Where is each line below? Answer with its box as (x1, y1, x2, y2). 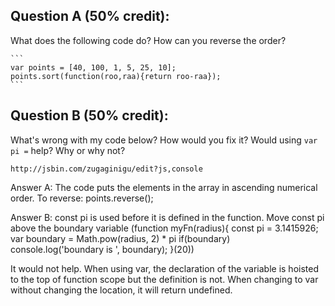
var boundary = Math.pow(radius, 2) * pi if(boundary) (10, 232, 231, 244)
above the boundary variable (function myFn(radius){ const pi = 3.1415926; (10, 222, 319, 234)
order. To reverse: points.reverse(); (10, 192, 154, 204)
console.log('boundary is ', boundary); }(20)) (10, 243, 195, 255)
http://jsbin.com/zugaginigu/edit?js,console (10, 164, 203, 174)
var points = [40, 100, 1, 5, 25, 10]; (10, 62, 177, 73)
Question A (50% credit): (10, 8, 170, 25)
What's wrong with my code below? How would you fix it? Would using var (10, 134, 318, 146)
